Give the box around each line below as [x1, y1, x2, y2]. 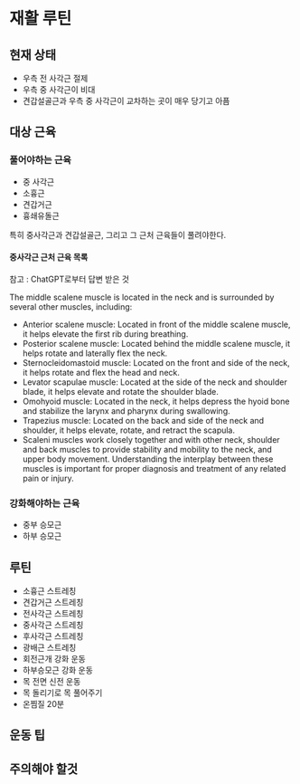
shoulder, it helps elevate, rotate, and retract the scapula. [22, 425, 236, 435]
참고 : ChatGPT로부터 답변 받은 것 [9, 273, 129, 284]
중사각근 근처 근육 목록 [9, 252, 89, 263]
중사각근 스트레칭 [22, 619, 84, 630]
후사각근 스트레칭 [22, 631, 84, 641]
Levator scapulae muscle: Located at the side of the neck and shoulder [22, 377, 287, 387]
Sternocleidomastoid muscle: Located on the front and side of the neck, [22, 357, 291, 368]
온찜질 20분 [22, 699, 65, 709]
